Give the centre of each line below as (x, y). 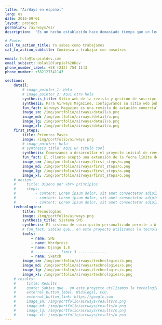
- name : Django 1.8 (50, 248)
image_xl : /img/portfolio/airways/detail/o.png (71, 126)
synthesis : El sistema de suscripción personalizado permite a (87, 225)
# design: (24, 180)
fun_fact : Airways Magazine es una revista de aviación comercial (90, 108)
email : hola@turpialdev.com (33, 59)
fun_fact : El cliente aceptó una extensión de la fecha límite (87, 157)
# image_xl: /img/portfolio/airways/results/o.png (70, 315)
